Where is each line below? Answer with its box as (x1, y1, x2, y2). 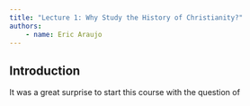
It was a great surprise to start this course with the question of (9, 87, 241, 98)
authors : (9, 22, 42, 31)
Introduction (9, 63, 81, 78)
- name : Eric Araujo (25, 30, 103, 39)
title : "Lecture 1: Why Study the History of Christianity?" (9, 13, 244, 22)
